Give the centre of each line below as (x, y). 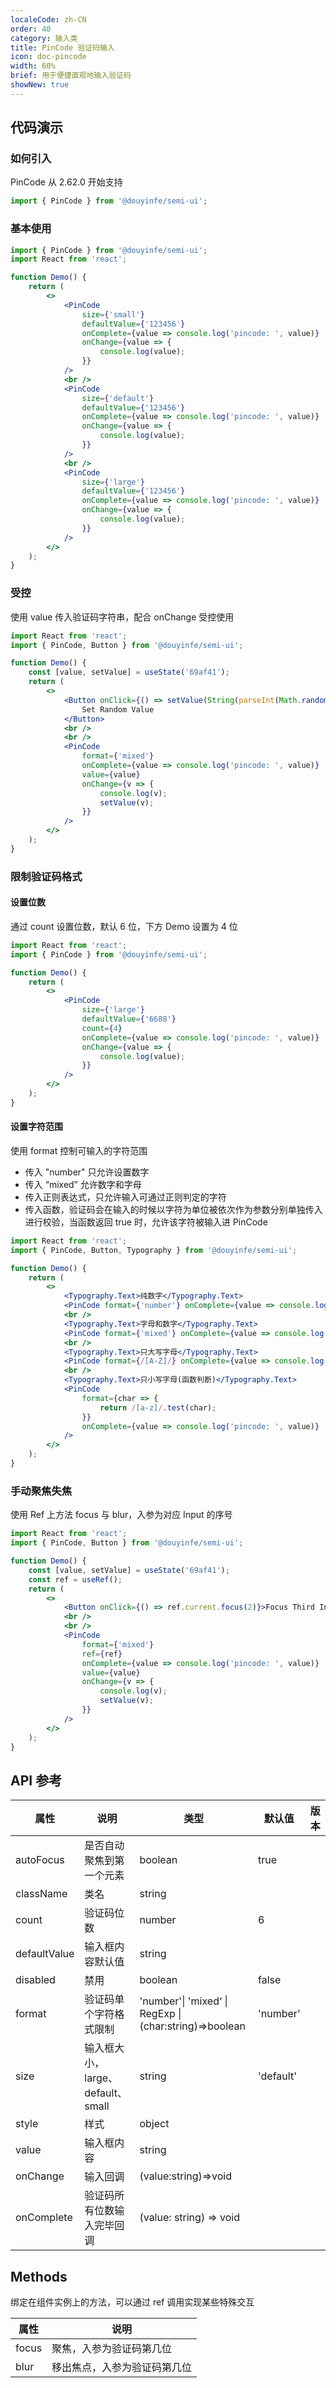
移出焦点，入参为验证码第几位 (122, 2368)
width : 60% (33, 66)
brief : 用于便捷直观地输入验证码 (71, 76)
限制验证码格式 (46, 876)
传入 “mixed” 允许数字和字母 (83, 1184)
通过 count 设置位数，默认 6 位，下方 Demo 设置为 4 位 (124, 926)
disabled (35, 1980)
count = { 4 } (102, 1028)
